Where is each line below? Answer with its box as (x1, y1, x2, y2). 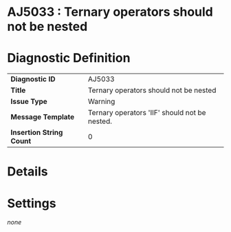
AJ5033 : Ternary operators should (7, 4, 213, 20)
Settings (7, 196, 56, 211)
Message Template (10, 112, 75, 122)
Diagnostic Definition (7, 50, 131, 66)
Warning (88, 97, 115, 107)
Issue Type (10, 97, 48, 107)
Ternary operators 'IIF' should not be (88, 108, 206, 118)
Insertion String (10, 128, 63, 138)
